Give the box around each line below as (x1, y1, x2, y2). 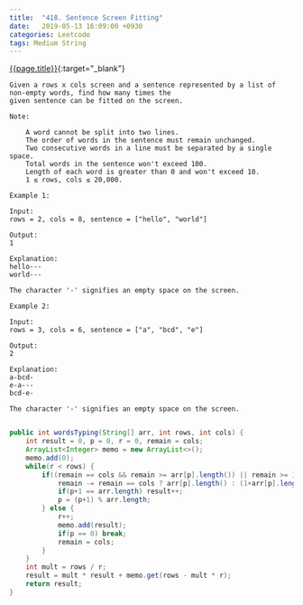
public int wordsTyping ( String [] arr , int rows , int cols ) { (9, 428, 244, 438)
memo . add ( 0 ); (25, 453, 75, 462)
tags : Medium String (9, 38, 87, 48)
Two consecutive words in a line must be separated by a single (25, 144, 272, 154)
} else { (41, 504, 75, 513)
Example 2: (9, 302, 50, 312)
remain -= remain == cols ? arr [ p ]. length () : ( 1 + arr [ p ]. (57, 479, 280, 488)
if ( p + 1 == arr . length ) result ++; (57, 487, 183, 497)
